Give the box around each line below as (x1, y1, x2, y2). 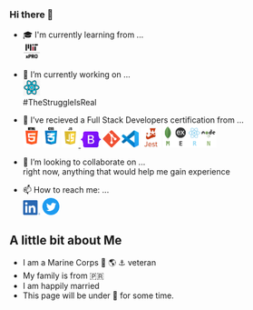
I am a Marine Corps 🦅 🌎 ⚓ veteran (22, 257, 157, 268)
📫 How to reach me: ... (22, 184, 110, 195)
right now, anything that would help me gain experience (22, 165, 231, 176)
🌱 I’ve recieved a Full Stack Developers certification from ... (22, 114, 245, 125)
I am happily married (22, 281, 100, 292)
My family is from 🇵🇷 (22, 270, 104, 281)
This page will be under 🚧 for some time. (22, 290, 174, 301)
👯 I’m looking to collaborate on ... (22, 156, 146, 167)
